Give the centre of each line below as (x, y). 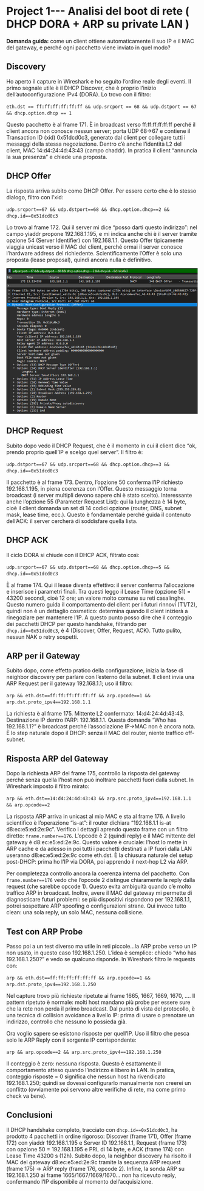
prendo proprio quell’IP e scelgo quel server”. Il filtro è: (75, 452)
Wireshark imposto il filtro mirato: (48, 786)
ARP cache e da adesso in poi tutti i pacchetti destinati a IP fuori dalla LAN (99, 849)
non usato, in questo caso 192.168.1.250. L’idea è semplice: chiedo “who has (101, 953)
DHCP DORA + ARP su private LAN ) (98, 24)
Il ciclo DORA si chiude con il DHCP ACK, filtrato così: (73, 555)
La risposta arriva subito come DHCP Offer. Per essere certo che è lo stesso (101, 191)
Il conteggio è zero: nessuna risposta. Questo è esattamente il (83, 1063)
